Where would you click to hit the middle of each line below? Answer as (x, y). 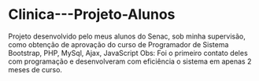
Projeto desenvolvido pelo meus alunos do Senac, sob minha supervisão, (127, 36)
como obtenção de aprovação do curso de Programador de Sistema (118, 44)
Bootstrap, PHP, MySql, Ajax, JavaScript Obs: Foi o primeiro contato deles (128, 53)
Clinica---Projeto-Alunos (92, 15)
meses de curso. (35, 69)
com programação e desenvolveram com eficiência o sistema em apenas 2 (130, 61)
